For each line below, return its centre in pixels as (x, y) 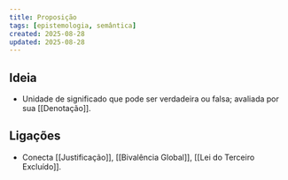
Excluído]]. (42, 166)
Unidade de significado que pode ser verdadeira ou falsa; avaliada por (150, 99)
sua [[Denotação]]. (56, 109)
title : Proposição (43, 17)
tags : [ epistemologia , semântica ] (73, 26)
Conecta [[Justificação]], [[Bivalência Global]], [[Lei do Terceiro (138, 157)
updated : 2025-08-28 (47, 42)
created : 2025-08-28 (47, 34)
